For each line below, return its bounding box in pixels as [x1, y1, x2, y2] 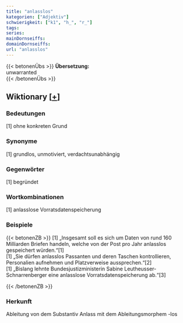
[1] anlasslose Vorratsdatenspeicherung [6, 206, 101, 213]
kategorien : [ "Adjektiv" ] [6, 14, 69, 20]
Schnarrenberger [6, 271, 48, 278]
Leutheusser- [124, 265, 157, 272]
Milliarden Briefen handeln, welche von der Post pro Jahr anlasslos [6, 240, 167, 247]
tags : [6, 25, 19, 31]
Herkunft [6, 297, 32, 305]
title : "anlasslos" [6, 8, 54, 15]
